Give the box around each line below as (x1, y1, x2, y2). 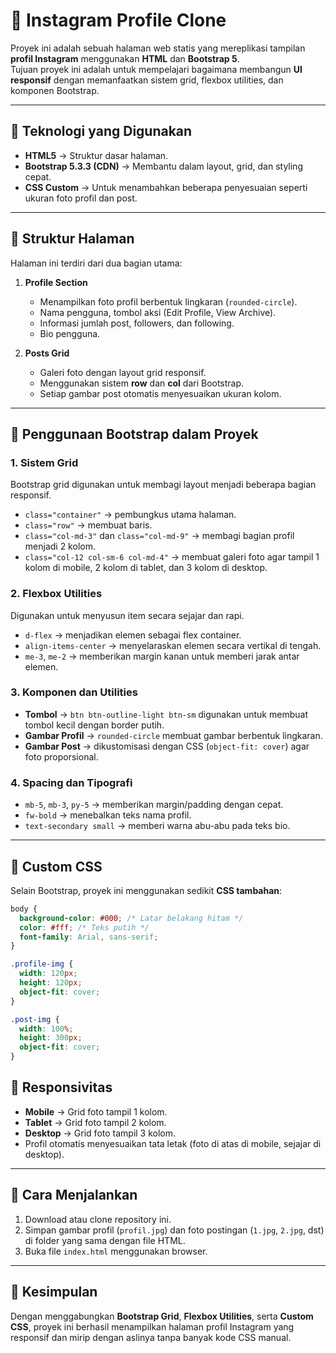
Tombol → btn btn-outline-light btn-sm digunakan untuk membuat (24, 708, 308, 720)
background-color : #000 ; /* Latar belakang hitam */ (19, 913, 244, 923)
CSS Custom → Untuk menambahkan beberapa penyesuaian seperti (24, 181, 308, 193)
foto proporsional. (24, 750, 99, 763)
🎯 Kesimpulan (10, 1284, 98, 1301)
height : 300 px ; (19, 1033, 83, 1043)
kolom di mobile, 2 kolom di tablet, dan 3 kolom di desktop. (24, 562, 268, 574)
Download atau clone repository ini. (24, 1213, 172, 1225)
